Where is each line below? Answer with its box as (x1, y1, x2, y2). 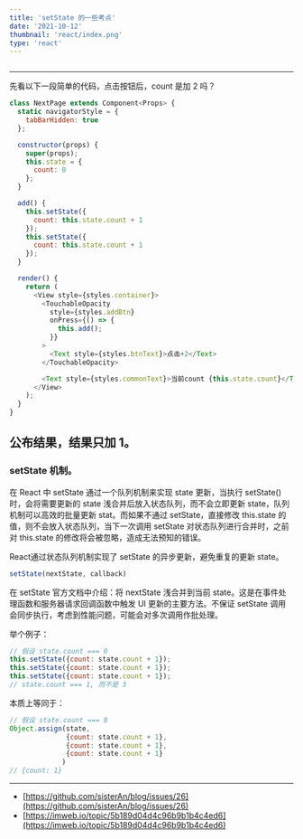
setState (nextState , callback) (9, 569, 127, 579)
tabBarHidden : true (25, 116, 99, 125)
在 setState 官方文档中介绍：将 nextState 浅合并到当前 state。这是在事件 (9, 587, 280, 598)
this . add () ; (57, 325, 103, 334)
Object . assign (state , (9, 724, 91, 733)
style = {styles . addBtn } (49, 307, 135, 316)
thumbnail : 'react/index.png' (9, 30, 124, 39)
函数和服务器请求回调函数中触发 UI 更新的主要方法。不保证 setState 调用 (16, 598, 287, 608)
